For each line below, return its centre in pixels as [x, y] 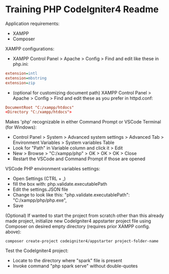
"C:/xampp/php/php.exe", [40, 201]
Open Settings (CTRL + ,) [39, 179]
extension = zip [20, 83]
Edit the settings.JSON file [40, 189]
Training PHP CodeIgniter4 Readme [82, 9]
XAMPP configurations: [30, 48]
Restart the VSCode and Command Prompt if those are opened [79, 159]
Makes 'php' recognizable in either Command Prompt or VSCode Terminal [83, 122]
